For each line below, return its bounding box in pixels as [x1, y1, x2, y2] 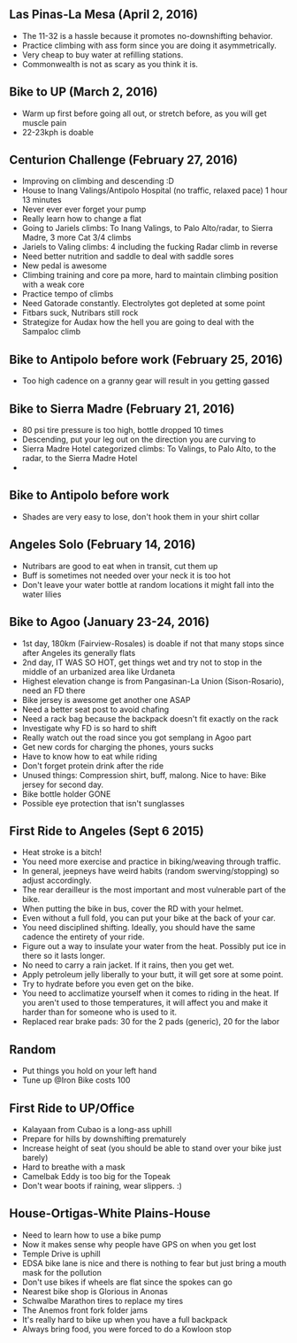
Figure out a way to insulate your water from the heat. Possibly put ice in [21, 941, 286, 952]
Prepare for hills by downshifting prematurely [21, 1133, 187, 1144]
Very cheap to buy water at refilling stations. [21, 49, 184, 60]
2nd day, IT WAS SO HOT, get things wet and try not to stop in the [21, 657, 263, 668]
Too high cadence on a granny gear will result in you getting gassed [21, 375, 270, 386]
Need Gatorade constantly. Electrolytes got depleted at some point [21, 298, 265, 309]
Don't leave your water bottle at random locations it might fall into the [21, 579, 275, 590]
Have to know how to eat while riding [21, 751, 157, 761]
